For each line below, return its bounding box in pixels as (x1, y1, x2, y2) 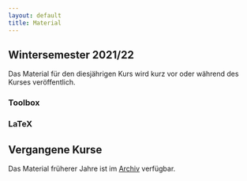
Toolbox (8, 97, 40, 108)
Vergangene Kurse (8, 143, 103, 156)
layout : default (8, 11, 62, 20)
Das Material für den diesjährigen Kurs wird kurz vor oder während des (8, 69, 239, 79)
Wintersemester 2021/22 (8, 48, 134, 62)
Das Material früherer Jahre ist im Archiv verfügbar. (8, 164, 176, 173)
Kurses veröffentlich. (8, 77, 77, 87)
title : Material (8, 19, 62, 27)
